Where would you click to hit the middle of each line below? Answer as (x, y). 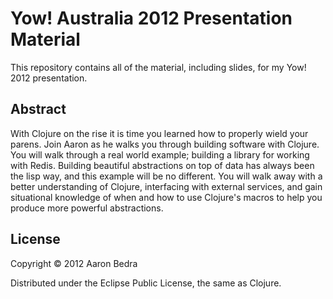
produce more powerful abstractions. (87, 208)
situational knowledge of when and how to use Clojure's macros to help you (166, 197)
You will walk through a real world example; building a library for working (160, 154)
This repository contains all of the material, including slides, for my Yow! (158, 67)
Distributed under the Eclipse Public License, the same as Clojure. (146, 283)
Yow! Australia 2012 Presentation (151, 18)
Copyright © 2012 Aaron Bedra (74, 263)
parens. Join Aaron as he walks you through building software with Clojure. (165, 144)
